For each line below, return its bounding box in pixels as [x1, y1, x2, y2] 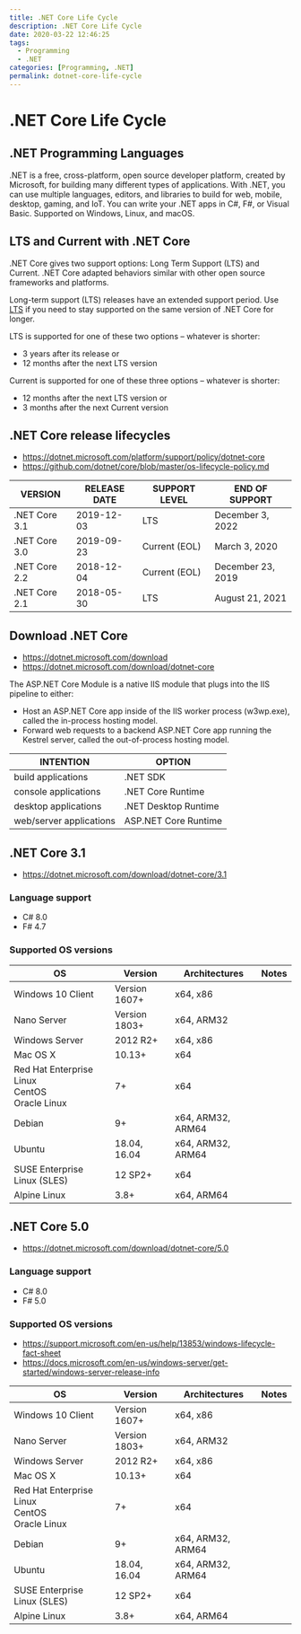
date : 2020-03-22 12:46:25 [9, 30, 110, 39]
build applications [13, 771, 89, 784]
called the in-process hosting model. [21, 716, 159, 726]
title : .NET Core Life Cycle [9, 13, 118, 22]
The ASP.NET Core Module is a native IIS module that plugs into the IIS [9, 679, 271, 690]
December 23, [214, 560, 276, 573]
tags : [9, 38, 30, 48]
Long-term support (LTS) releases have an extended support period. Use [9, 294, 279, 305]
